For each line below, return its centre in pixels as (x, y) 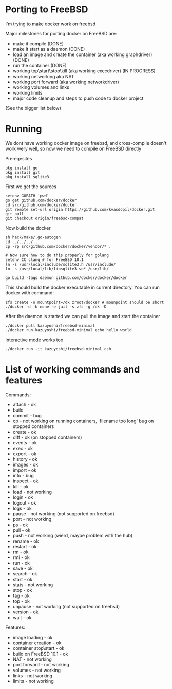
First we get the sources (31, 187)
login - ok (23, 497)
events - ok (25, 442)
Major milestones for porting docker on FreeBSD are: (61, 33)
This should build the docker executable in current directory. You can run (83, 287)
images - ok (25, 464)
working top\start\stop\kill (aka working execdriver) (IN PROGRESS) (84, 71)
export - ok (25, 454)
